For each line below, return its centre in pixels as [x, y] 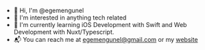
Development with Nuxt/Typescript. [64, 32]
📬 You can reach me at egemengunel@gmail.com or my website [106, 40]
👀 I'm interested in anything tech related [70, 18]
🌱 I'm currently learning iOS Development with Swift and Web [100, 25]
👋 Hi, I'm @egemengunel [49, 10]
